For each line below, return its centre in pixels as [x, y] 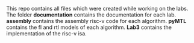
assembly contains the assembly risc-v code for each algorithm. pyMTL [96, 21]
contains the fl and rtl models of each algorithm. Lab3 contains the [89, 27]
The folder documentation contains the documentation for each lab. [91, 15]
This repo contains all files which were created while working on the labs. [97, 9]
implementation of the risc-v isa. [47, 34]
